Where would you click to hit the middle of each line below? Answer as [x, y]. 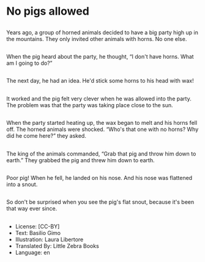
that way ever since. [32, 209]
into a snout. [22, 184]
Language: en [32, 252]
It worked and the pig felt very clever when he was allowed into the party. [99, 99]
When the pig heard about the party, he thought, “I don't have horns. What [100, 56]
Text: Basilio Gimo [38, 233]
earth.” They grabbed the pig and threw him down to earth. [80, 160]
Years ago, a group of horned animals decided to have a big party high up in [102, 32]
